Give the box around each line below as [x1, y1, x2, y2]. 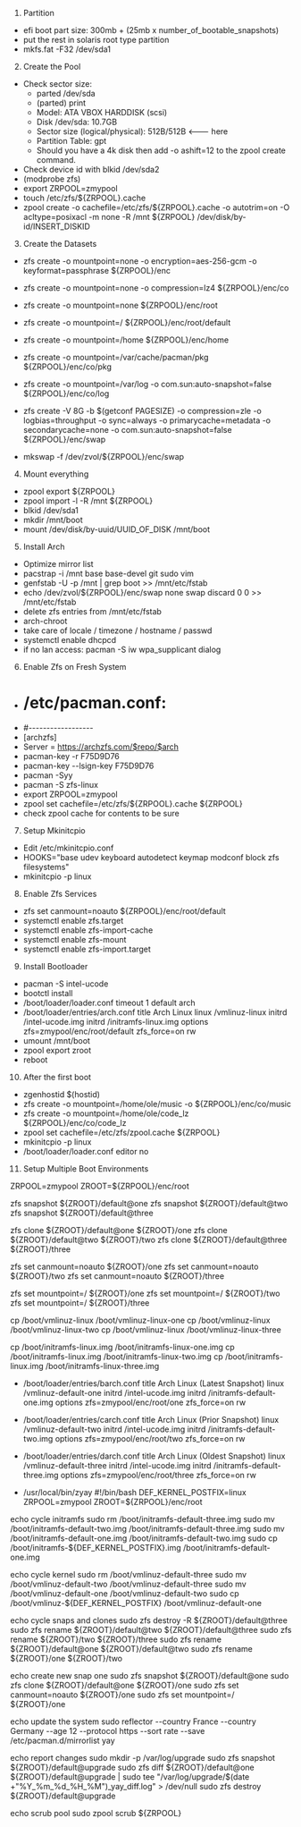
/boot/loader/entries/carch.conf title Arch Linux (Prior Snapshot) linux [22, 1414, 280, 1425]
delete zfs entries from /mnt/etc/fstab [22, 606, 162, 616]
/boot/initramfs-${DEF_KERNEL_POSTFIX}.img [10, 1542, 181, 1552]
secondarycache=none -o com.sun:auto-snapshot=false [22, 425, 232, 435]
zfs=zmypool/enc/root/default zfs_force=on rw [22, 1026, 196, 1036]
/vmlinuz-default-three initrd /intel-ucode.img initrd [22, 1459, 212, 1470]
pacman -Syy [22, 769, 73, 781]
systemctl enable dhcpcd [22, 635, 117, 645]
